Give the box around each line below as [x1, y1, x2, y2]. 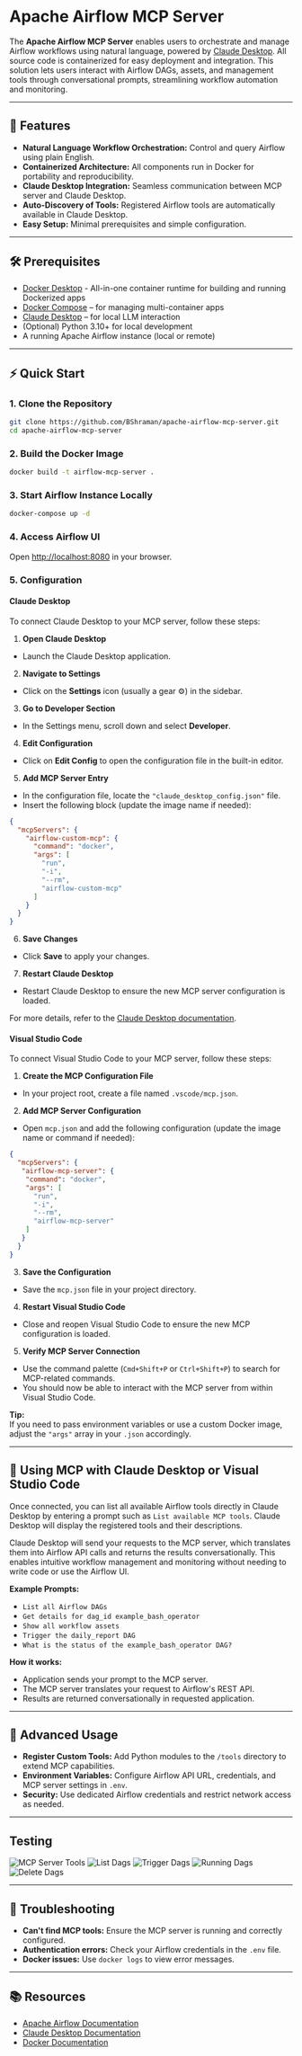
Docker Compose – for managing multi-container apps [22, 301, 225, 312]
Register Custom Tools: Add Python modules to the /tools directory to [22, 1751, 287, 1762]
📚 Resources [9, 1989, 86, 2005]
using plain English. [22, 151, 94, 163]
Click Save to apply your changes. [22, 951, 150, 962]
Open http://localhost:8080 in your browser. [9, 551, 173, 562]
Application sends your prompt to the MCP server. [22, 1674, 209, 1685]
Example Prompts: [9, 1583, 79, 1594]
